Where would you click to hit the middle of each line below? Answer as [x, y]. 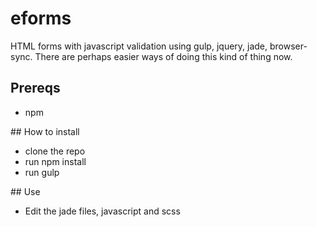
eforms [41, 18]
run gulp [42, 172]
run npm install [55, 161]
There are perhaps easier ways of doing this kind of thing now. [163, 56]
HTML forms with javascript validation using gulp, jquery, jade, [139, 46]
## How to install [45, 131]
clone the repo [55, 151]
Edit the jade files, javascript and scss [102, 211]
